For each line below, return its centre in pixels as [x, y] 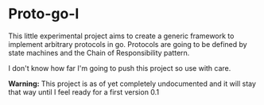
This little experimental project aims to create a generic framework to [121, 36]
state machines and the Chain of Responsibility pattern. [99, 52]
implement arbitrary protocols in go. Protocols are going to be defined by [128, 44]
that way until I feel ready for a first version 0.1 [84, 91]
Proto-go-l [44, 14]
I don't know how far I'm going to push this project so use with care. [120, 68]
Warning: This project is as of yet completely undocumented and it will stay [132, 84]
